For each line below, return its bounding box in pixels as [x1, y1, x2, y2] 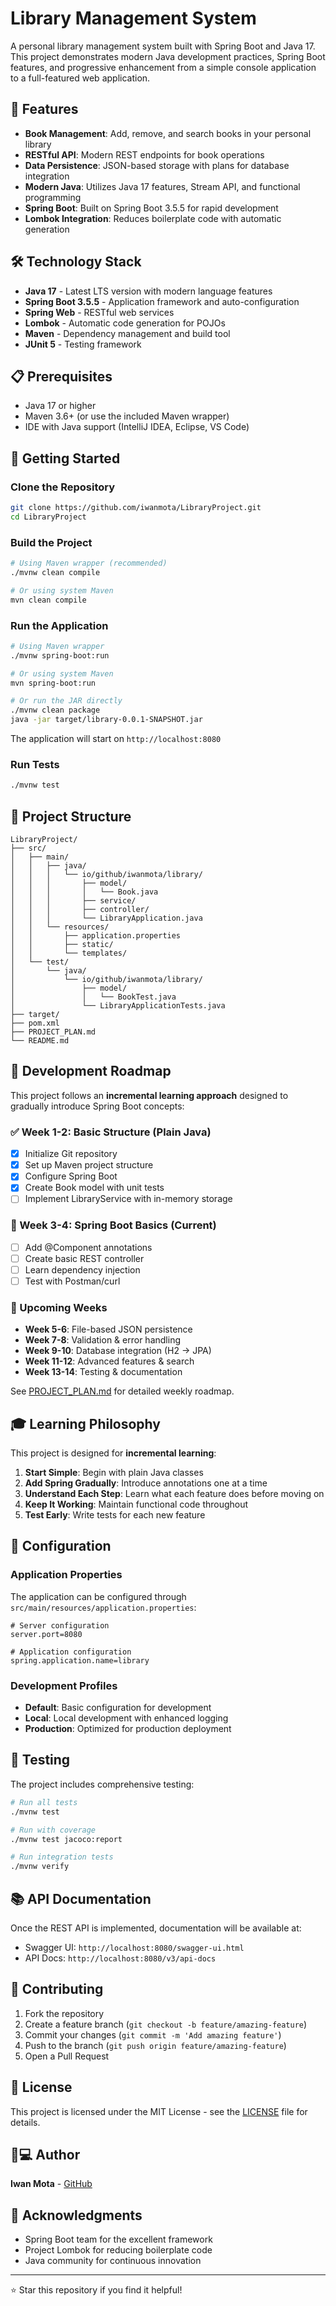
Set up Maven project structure [24, 1159, 154, 1171]
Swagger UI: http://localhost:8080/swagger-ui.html [24, 1941, 245, 1953]
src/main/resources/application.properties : [10, 1601, 197, 1613]
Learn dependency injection [24, 1263, 141, 1276]
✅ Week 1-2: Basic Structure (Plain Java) [10, 1125, 212, 1139]
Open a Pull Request [24, 2050, 110, 2062]
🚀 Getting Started [10, 450, 121, 467]
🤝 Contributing [10, 1981, 104, 1998]
